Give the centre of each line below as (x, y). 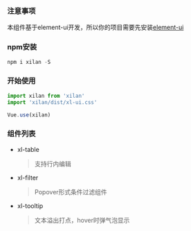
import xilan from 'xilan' (46, 96)
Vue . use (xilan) (29, 115)
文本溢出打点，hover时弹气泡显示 (82, 220)
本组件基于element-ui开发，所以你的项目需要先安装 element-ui (95, 27)
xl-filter (28, 178)
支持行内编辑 (53, 164)
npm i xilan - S (29, 62)
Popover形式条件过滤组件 (71, 191)
